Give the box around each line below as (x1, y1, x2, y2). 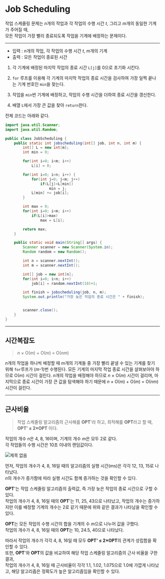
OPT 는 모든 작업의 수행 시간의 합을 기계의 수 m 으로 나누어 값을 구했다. (5, 521, 139, 527)
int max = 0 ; (23, 204, 50, 209)
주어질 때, (10, 26, 29, 33)
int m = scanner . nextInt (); (23, 263, 80, 268)
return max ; (23, 227, 48, 232)
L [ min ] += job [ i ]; (31, 191, 69, 195)
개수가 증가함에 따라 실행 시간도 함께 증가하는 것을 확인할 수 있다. (13, 475, 137, 481)
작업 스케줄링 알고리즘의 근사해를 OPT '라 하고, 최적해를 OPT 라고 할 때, (17, 419, 153, 425)
